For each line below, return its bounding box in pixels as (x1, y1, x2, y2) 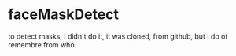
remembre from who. (8, 39, 77, 49)
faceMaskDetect (8, 6, 120, 24)
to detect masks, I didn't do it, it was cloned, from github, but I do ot (8, 32, 228, 41)
